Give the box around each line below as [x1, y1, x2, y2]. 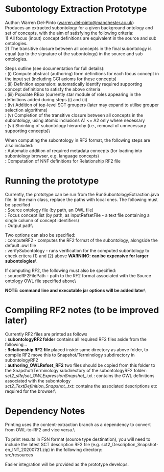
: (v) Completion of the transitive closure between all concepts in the [5, 112, 143, 118]
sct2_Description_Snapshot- [101, 441, 159, 447]
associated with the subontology [5, 378, 71, 383]
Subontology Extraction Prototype [5, 3, 147, 15]
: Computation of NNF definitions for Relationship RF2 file [5, 158, 121, 164]
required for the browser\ [5, 388, 56, 394]
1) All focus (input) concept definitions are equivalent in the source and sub [5, 35, 157, 41]
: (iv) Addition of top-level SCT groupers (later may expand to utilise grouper [5, 102, 159, 108]
